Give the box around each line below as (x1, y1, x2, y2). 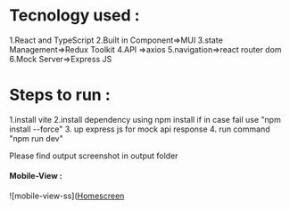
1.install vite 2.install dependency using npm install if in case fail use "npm (9, 114, 281, 125)
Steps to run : (9, 85, 111, 105)
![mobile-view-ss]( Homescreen (9, 190, 125, 201)
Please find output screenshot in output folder (9, 150, 178, 161)
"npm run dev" (9, 133, 64, 143)
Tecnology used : (9, 5, 140, 26)
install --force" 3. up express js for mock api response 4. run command (9, 124, 270, 134)
